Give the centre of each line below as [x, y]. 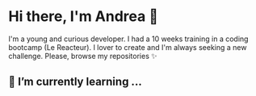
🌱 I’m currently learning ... [76, 82]
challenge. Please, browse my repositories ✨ [83, 56]
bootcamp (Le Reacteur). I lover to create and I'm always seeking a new [128, 47]
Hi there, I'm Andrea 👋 [84, 17]
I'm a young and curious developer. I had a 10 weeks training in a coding [128, 39]
